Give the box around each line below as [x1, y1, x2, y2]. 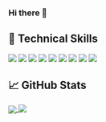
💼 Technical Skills [8, 32, 99, 46]
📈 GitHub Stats [8, 79, 87, 92]
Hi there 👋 [8, 7, 48, 18]
